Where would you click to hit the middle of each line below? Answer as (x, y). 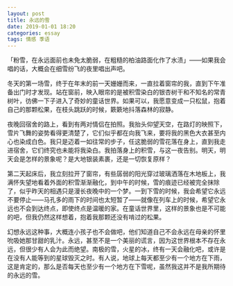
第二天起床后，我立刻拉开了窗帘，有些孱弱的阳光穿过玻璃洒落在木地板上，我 (116, 174)
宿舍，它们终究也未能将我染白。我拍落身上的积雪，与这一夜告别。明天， (116, 151)
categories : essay (34, 33)
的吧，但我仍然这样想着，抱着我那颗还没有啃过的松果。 (86, 217)
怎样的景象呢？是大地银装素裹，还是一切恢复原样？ (98, 159)
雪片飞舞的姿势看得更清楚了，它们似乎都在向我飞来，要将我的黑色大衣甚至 (113, 133)
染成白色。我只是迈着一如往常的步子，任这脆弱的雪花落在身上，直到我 (119, 142)
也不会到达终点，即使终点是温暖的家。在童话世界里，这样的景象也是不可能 (119, 208)
